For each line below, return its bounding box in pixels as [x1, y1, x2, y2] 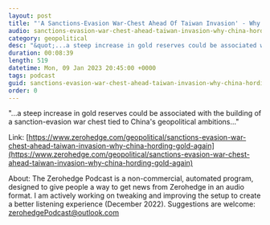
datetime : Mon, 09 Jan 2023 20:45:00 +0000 [8, 64, 157, 72]
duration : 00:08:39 [8, 49, 74, 57]
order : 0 [8, 86, 38, 95]
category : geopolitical [8, 34, 88, 43]
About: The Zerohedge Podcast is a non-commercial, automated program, [8, 174, 254, 183]
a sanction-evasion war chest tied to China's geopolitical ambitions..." [8, 117, 239, 127]
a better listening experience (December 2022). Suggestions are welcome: [8, 199, 256, 209]
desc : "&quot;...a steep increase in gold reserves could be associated [8, 42, 257, 50]
